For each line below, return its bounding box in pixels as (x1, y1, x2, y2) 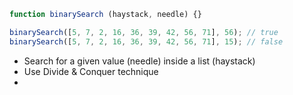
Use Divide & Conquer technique (23, 65, 159, 77)
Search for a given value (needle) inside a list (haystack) (23, 55, 256, 67)
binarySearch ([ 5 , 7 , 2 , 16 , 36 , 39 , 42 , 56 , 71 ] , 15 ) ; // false (9, 36, 284, 47)
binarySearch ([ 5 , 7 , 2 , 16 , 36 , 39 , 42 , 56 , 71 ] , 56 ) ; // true (9, 27, 279, 37)
